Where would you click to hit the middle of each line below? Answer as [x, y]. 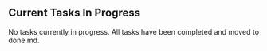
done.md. [24, 40]
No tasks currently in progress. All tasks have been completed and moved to [134, 31]
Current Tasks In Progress [75, 13]
